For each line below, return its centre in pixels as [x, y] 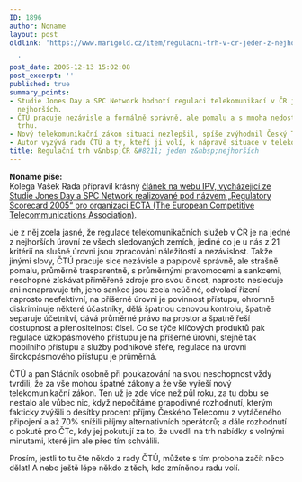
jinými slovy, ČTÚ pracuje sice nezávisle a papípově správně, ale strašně [144, 261]
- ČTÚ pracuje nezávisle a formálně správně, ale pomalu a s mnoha [138, 118]
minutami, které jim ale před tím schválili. [84, 441]
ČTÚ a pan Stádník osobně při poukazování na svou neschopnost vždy [141, 373]
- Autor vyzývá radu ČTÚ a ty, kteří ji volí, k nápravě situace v [138, 143]
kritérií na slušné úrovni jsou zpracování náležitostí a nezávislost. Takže [141, 251]
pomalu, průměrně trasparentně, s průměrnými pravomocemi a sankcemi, [146, 270]
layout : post [34, 34]
